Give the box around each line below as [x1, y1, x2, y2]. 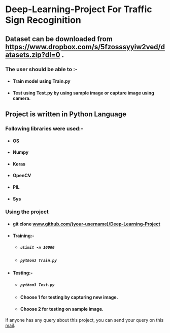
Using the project [5, 208, 49, 215]
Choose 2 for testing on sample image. [20, 306, 104, 312]
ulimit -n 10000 [20, 245, 55, 250]
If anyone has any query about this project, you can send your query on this [5, 317, 164, 323]
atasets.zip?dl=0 [5, 50, 60, 59]
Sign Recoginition [5, 14, 81, 26]
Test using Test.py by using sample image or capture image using [12, 90, 155, 96]
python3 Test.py [20, 282, 55, 287]
